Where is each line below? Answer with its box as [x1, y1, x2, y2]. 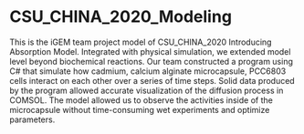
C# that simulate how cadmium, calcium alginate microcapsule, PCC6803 [9, 66, 287, 77]
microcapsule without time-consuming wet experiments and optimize [9, 104, 270, 115]
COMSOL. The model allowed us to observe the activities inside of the [9, 94, 274, 106]
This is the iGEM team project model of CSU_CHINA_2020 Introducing [9, 36, 272, 47]
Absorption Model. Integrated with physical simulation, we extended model [9, 46, 291, 57]
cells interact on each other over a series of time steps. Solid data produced [9, 75, 295, 86]
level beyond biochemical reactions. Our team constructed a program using [9, 56, 294, 67]
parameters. [9, 114, 56, 125]
